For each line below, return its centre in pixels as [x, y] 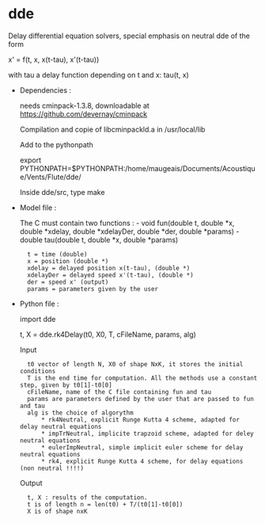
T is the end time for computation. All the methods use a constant [142, 378]
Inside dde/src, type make [62, 192]
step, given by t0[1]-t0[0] [66, 385]
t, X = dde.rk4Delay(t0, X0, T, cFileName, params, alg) [108, 334]
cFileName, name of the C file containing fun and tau [119, 392]
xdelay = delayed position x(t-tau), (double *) [109, 268]
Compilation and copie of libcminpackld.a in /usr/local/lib [112, 129]
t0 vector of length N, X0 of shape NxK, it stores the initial [135, 364]
